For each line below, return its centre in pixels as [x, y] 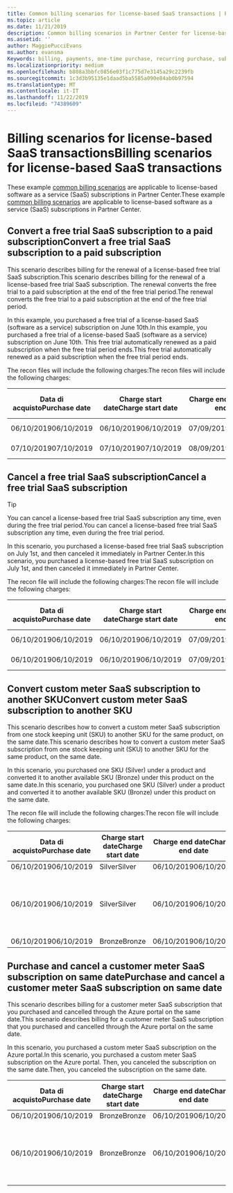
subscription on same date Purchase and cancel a [116, 977]
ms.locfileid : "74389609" [44, 104]
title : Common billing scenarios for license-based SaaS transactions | [114, 14]
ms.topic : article [34, 20]
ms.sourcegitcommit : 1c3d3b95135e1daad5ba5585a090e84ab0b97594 [101, 78]
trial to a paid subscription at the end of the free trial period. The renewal [110, 292]
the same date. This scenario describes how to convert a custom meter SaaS [116, 742]
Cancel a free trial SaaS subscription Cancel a [107, 477]
